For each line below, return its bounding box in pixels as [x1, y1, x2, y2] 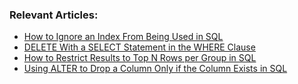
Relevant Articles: [9, 8, 99, 22]
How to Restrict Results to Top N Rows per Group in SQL [23, 52, 257, 64]
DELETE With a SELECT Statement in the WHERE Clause [23, 41, 256, 53]
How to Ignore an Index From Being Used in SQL [23, 31, 224, 43]
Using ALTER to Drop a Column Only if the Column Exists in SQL [23, 63, 288, 75]
